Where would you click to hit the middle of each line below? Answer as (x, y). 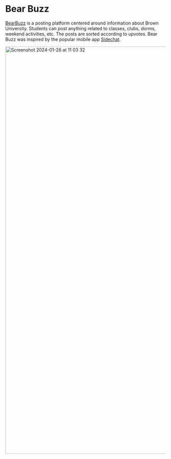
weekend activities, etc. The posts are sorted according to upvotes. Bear (81, 34)
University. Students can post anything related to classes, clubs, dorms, (81, 28)
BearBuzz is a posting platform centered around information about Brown (82, 23)
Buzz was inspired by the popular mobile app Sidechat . (63, 39)
